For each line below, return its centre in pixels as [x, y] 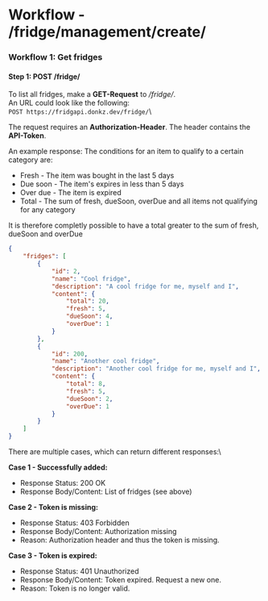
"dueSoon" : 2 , [89, 399]
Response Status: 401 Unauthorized [79, 571]
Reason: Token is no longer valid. [75, 588]
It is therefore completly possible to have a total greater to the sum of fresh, [134, 225]
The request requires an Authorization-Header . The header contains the [130, 127]
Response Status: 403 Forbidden [75, 523]
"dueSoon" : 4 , [89, 316]
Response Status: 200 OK [63, 483]
